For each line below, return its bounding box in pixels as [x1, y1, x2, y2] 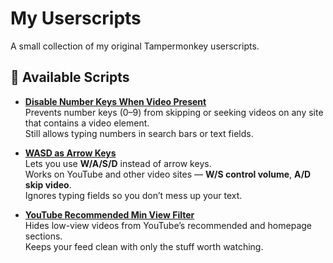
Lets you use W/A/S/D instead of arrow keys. [24, 157, 212, 169]
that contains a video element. [24, 117, 150, 129]
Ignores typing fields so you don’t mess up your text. [24, 189, 243, 201]
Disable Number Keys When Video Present [24, 95, 207, 107]
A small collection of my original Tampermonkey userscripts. [10, 40, 260, 52]
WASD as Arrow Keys [24, 147, 117, 159]
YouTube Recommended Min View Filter [24, 208, 195, 221]
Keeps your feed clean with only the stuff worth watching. [24, 240, 264, 252]
